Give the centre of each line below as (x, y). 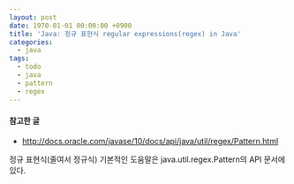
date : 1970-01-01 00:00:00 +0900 (71, 26)
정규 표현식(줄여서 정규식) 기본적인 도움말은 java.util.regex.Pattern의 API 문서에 (147, 159)
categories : (31, 42)
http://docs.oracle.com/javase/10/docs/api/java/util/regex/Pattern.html (150, 141)
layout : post (33, 17)
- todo (29, 67)
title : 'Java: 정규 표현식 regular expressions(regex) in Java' (125, 34)
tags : (19, 58)
